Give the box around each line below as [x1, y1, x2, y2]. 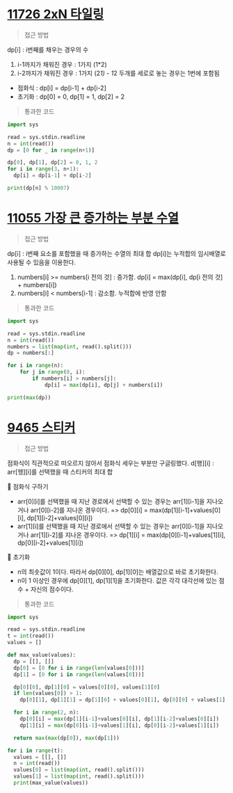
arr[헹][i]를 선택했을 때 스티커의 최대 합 [7, 467, 113, 476]
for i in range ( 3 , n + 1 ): [7, 166, 79, 173]
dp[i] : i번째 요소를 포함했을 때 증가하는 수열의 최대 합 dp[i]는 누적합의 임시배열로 [7, 249, 226, 257]
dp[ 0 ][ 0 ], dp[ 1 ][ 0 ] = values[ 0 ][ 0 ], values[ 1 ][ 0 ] [13, 683, 160, 691]
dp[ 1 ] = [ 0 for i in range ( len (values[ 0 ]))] [13, 671, 145, 678]
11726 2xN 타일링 [7, 6, 104, 22]
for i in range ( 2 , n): [13, 709, 79, 716]
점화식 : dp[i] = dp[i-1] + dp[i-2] [17, 83, 106, 92]
